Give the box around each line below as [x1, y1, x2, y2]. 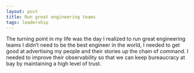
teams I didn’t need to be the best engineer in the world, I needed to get [6, 41, 180, 48]
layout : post [6, 8, 38, 15]
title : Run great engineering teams [6, 14, 96, 20]
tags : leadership [6, 19, 49, 25]
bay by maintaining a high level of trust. [6, 60, 102, 67]
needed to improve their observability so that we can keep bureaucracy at [6, 54, 185, 61]
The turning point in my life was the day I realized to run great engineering [6, 36, 186, 43]
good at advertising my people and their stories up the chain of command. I [6, 48, 189, 55]
